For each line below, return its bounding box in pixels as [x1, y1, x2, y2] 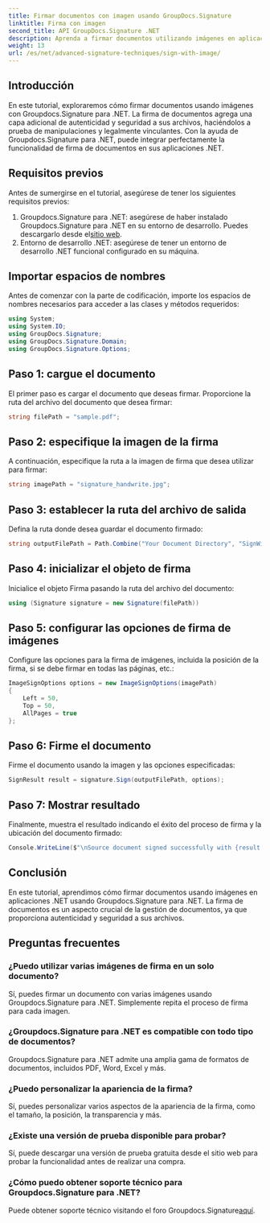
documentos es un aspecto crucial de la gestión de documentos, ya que [8, 904, 247, 914]
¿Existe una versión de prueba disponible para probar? [8, 1130, 227, 1142]
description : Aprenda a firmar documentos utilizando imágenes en [8, 34, 235, 43]
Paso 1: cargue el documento [8, 367, 156, 381]
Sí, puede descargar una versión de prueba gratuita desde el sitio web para [8, 1148, 259, 1158]
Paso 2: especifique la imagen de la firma [8, 435, 219, 448]
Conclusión [8, 866, 67, 880]
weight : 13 [8, 42, 45, 50]
